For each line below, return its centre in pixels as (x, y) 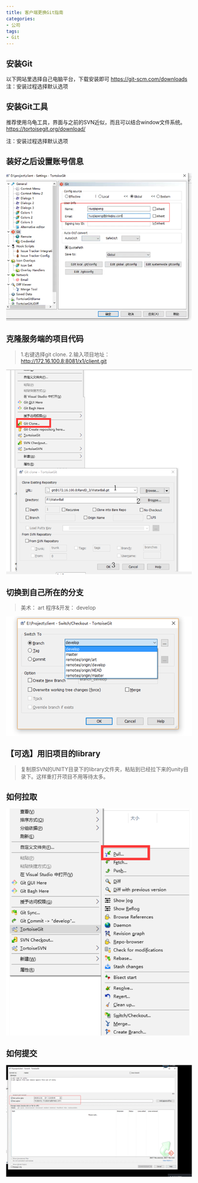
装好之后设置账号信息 (45, 162)
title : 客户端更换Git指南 (35, 12)
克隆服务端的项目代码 (45, 339)
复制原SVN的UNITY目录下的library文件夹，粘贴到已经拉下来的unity (102, 769)
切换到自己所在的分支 (45, 592)
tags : (13, 31)
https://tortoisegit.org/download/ (46, 129)
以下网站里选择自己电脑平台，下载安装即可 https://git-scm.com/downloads (97, 79)
